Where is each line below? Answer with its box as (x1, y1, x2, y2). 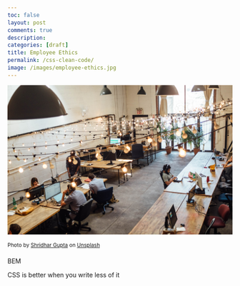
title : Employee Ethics (7, 49, 79, 56)
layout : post (7, 19, 46, 26)
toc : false (7, 11, 40, 19)
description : (7, 34, 46, 41)
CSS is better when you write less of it (7, 271, 120, 280)
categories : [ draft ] (7, 41, 69, 49)
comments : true (7, 26, 53, 34)
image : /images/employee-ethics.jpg (7, 64, 116, 71)
